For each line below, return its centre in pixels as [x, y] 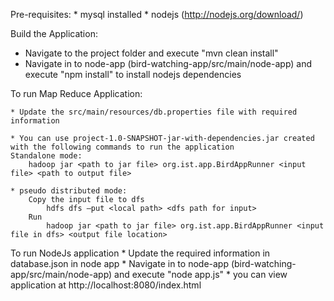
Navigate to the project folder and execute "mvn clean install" [151, 53]
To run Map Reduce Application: [76, 93]
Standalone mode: [46, 156]
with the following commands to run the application [122, 147]
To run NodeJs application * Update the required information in [140, 253]
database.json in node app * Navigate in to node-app [119, 263]
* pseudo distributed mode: [69, 191]
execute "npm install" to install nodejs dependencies [133, 74]
